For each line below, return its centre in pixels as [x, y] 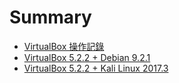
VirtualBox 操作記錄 [64, 46]
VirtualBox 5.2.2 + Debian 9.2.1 [87, 57]
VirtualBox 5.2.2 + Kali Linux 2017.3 [96, 68]
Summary [50, 17]
